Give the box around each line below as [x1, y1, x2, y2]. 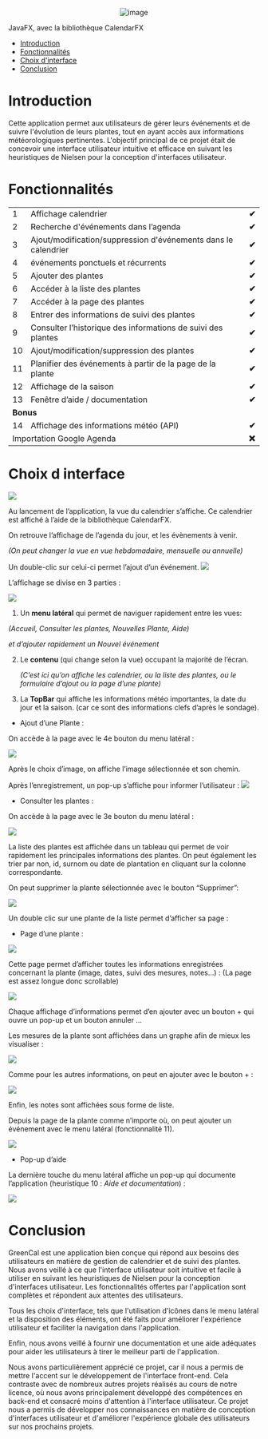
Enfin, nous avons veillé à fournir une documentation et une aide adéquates [8, 1338, 257, 1348]
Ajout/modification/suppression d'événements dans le [30, 234, 234, 245]
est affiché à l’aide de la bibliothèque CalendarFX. [8, 515, 171, 524]
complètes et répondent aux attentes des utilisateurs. [8, 1290, 183, 1300]
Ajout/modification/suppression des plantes [30, 344, 195, 356]
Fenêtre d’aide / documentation [30, 394, 148, 405]
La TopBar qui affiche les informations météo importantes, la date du [19, 694, 246, 703]
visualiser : [8, 1039, 44, 1048]
